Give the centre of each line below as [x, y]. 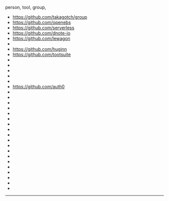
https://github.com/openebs [42, 22]
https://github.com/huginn [39, 49]
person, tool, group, [26, 7]
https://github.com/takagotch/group [50, 17]
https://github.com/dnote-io [41, 33]
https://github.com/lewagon [41, 38]
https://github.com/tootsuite [42, 54]
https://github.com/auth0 [38, 87]
